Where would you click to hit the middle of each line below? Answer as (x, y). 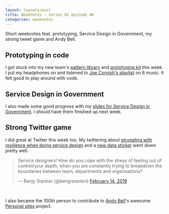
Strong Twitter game (39, 128)
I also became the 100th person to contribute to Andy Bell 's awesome (78, 200)
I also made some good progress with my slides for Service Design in (78, 106)
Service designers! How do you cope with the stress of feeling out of (90, 160)
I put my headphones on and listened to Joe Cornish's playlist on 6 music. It (84, 73)
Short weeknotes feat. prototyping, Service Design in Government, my (79, 34)
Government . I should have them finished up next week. (64, 112)
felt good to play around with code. (42, 78)
